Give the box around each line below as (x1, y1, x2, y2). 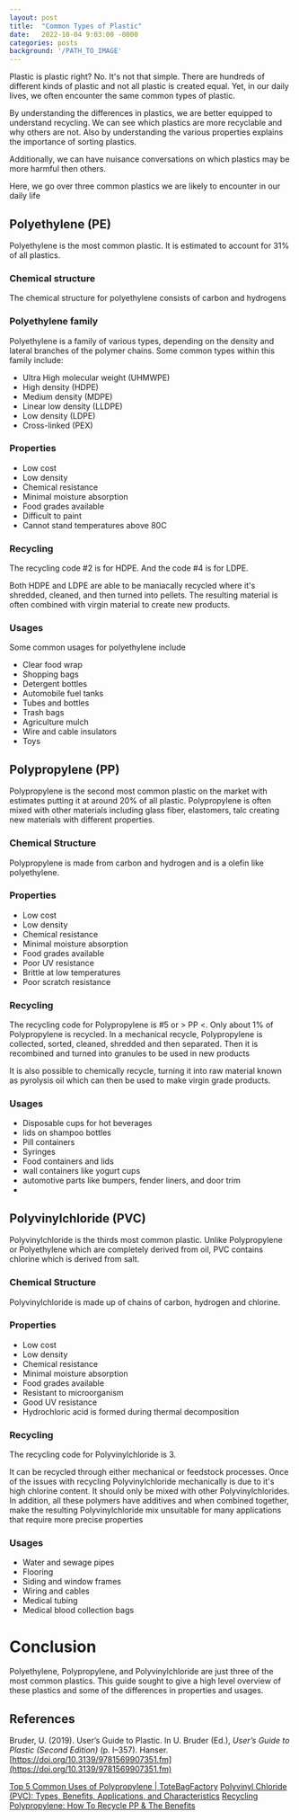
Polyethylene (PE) (9, 217, 112, 232)
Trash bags (22, 707, 65, 718)
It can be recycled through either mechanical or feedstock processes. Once (9, 1467, 289, 1478)
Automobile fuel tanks (22, 688, 104, 699)
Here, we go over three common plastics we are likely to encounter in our (9, 181, 281, 191)
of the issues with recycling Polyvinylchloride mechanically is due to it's (9, 1476, 275, 1487)
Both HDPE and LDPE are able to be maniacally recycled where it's (9, 581, 256, 591)
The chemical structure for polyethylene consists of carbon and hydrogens (9, 293, 286, 304)
